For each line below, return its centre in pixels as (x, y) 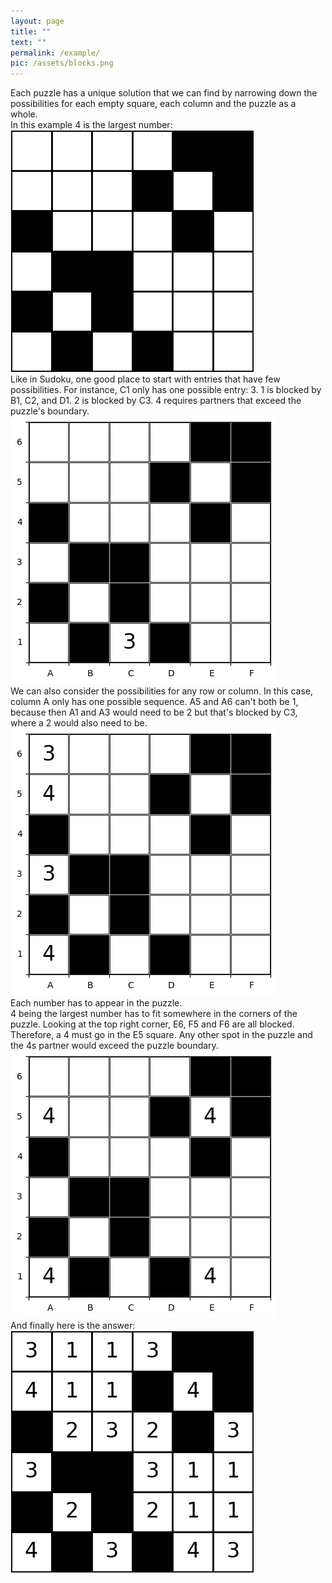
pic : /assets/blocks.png (62, 63)
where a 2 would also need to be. (79, 723)
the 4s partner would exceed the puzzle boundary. (114, 1046)
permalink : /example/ (55, 53)
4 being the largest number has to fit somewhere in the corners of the (154, 1014)
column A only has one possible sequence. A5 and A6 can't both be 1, (154, 702)
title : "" (31, 31)
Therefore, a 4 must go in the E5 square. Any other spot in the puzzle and (161, 1035)
